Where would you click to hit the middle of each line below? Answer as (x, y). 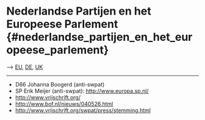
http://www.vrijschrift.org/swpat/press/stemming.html (83, 110)
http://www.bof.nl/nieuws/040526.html (64, 104)
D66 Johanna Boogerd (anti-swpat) (60, 84)
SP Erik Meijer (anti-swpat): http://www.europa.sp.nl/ (82, 91)
